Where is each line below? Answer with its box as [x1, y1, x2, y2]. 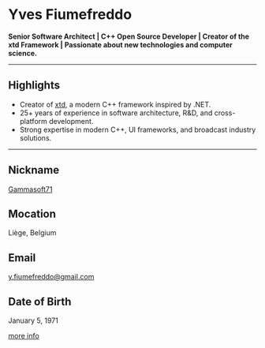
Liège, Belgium [8, 228, 57, 238]
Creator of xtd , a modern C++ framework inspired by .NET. [19, 99, 211, 109]
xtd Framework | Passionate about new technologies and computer [8, 39, 233, 49]
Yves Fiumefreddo [8, 6, 132, 24]
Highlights [8, 79, 61, 92]
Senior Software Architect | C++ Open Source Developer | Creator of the [8, 32, 250, 41]
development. [48, 116, 94, 125]
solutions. [19, 133, 52, 143]
